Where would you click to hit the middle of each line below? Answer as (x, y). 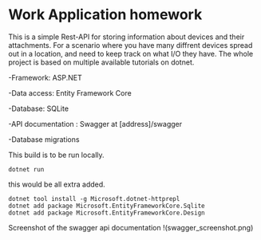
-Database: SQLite (39, 108)
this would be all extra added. (57, 184)
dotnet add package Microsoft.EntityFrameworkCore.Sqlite (107, 206)
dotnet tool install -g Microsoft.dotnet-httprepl (94, 199)
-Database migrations (44, 139)
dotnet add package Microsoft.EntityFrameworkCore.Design (107, 213)
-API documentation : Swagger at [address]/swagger (95, 124)
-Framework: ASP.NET (45, 77)
